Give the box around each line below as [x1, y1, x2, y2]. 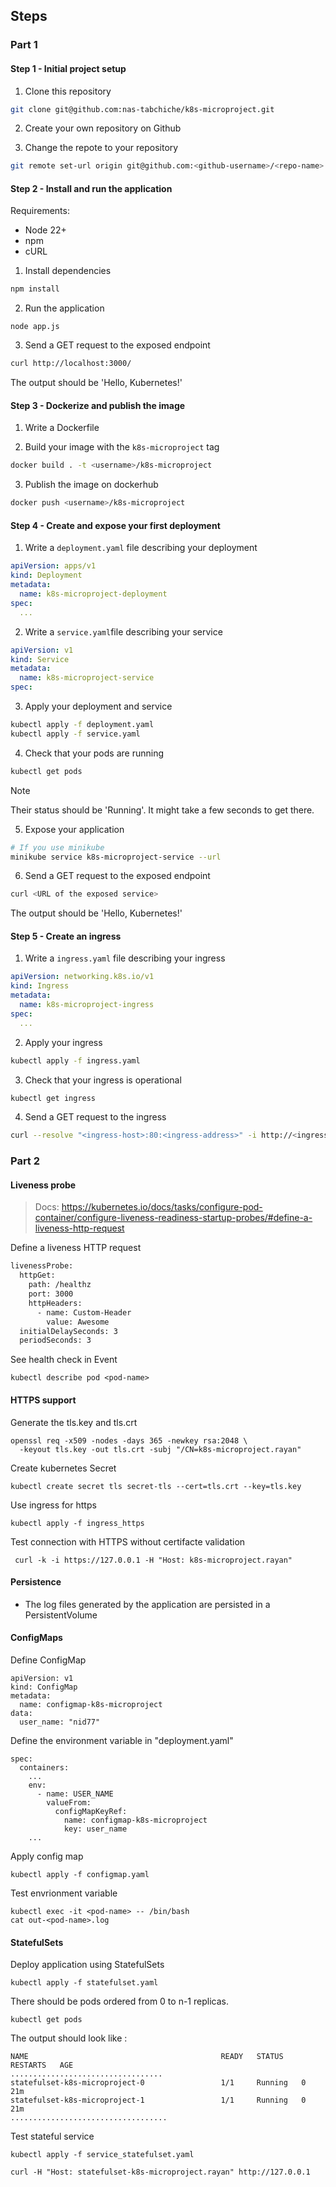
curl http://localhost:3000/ [10, 359, 132, 369]
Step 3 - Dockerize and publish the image [10, 399, 186, 411]
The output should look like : [10, 2032, 128, 2044]
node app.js [10, 322, 60, 332]
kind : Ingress [10, 981, 70, 991]
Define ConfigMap [10, 1654, 87, 1666]
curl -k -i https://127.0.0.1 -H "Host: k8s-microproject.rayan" [14, 1555, 293, 1565]
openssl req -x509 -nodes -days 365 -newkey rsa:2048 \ [10, 1435, 248, 1446]
